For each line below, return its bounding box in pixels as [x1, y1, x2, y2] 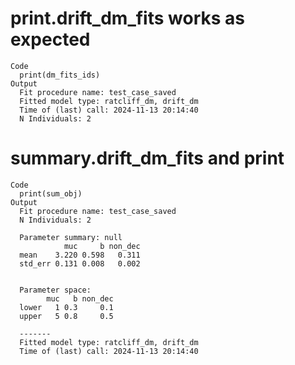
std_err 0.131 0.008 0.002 [19, 258, 141, 269]
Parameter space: [19, 285, 92, 295]
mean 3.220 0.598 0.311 [19, 250, 141, 260]
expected [10, 28, 91, 51]
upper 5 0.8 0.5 [19, 311, 114, 321]
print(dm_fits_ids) [19, 70, 101, 80]
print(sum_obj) [19, 188, 83, 199]
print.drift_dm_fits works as [10, 7, 245, 30]
